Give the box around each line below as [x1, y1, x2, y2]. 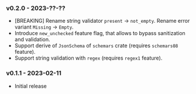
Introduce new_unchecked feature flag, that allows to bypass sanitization [14, 30, 185, 37]
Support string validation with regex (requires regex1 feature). [14, 54, 163, 62]
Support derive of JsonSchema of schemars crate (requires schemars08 [14, 42, 178, 49]
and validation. [14, 36, 50, 43]
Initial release [14, 82, 47, 89]
